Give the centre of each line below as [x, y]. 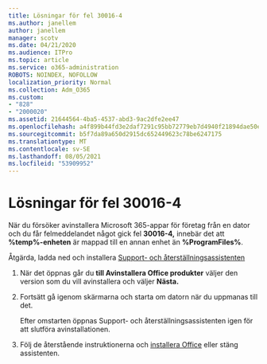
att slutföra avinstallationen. [65, 329]
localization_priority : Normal [60, 82]
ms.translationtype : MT [48, 141]
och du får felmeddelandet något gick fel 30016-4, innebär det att [116, 234]
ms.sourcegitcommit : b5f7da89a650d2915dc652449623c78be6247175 [115, 134]
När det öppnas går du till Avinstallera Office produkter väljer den [129, 273]
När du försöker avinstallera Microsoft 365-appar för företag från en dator [129, 225]
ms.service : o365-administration [64, 68]
